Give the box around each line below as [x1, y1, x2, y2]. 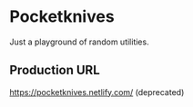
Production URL [9, 63, 100, 78]
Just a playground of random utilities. [9, 36, 149, 47]
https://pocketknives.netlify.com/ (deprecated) [9, 86, 185, 97]
